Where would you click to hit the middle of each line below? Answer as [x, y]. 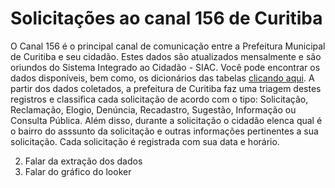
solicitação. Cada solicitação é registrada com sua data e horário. [145, 141]
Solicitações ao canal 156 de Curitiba [166, 18]
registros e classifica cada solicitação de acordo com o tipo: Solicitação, [159, 99]
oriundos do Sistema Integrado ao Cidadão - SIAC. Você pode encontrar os [165, 67]
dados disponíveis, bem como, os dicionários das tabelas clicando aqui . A [162, 78]
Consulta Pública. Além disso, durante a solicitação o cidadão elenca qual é [166, 120]
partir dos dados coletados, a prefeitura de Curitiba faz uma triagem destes [166, 88]
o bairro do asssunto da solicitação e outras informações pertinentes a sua [164, 131]
